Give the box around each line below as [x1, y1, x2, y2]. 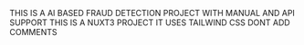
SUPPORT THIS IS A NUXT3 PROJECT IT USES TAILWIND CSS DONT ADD [9, 17, 290, 28]
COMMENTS [9, 27, 58, 37]
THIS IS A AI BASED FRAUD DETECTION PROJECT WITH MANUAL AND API [9, 8, 295, 18]
